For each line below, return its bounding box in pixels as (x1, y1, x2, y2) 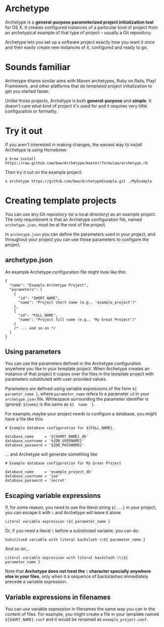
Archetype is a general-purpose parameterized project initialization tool (5, 19, 154, 25)
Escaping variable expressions (5, 491, 101, 500)
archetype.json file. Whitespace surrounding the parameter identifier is (5, 396, 149, 402)
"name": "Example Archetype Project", (9, 283, 89, 288)
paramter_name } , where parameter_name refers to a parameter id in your (5, 391, 150, 397)
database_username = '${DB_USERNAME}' (5, 438, 84, 443)
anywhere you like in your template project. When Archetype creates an (5, 366, 150, 372)
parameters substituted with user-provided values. (5, 376, 107, 382)
